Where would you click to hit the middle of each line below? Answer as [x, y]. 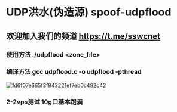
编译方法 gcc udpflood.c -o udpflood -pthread [74, 72]
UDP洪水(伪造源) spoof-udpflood [89, 12]
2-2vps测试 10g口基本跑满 [45, 102]
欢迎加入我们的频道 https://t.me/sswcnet [83, 36]
